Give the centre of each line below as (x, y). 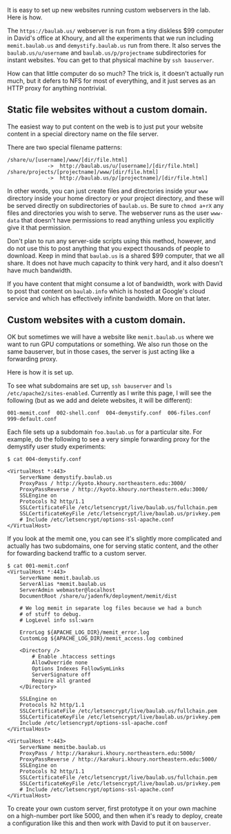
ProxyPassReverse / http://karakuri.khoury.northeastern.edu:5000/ (118, 759)
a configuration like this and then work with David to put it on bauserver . (109, 823)
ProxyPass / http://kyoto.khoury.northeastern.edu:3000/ (103, 483)
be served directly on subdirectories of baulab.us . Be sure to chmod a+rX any (115, 205)
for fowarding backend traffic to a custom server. (77, 553)
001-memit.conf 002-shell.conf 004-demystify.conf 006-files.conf (109, 413)
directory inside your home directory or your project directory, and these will (115, 198)
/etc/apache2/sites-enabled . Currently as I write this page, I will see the (109, 392)
